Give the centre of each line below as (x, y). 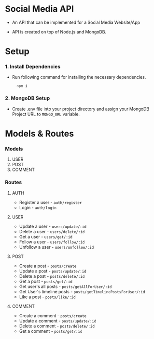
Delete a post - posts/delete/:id (52, 276)
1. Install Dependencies (33, 67)
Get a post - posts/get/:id (46, 281)
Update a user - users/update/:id (53, 226)
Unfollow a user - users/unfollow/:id (56, 247)
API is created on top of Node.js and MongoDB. (59, 32)
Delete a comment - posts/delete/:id (57, 326)
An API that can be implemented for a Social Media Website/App (76, 22)
